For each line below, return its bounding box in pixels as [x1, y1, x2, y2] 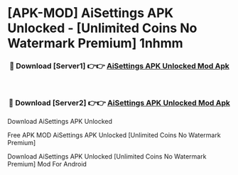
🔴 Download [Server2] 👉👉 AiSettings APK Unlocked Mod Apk [8, 98, 231, 108]
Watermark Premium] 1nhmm [7, 36, 183, 51]
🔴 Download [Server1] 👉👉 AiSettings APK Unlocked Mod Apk [9, 61, 229, 71]
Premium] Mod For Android [7, 159, 87, 168]
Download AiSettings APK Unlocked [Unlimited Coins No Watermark [7, 152, 207, 161]
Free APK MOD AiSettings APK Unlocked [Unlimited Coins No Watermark [7, 130, 222, 139]
